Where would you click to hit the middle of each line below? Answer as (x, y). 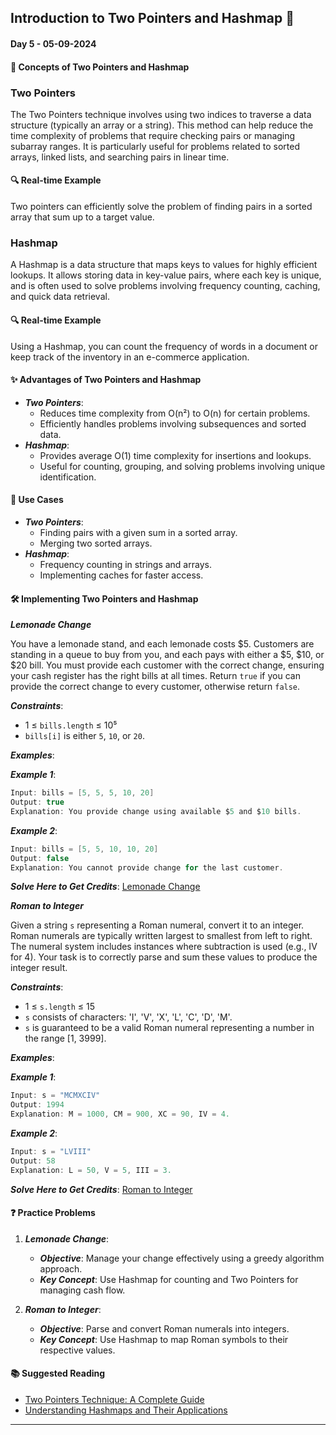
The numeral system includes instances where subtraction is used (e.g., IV (164, 947)
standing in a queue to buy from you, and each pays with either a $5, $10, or (167, 655)
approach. (61, 1268)
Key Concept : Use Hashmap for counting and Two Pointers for (169, 1279)
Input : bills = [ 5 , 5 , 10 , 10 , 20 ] (84, 849)
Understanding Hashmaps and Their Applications (126, 1410)
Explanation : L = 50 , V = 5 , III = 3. (91, 1170)
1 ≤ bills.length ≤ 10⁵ (71, 725)
